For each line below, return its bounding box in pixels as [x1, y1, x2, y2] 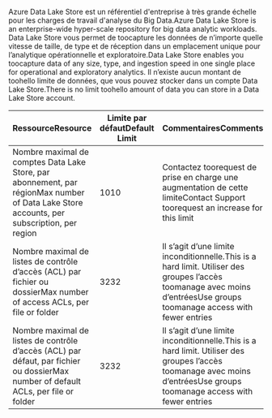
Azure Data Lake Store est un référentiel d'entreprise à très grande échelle [8, 7, 257, 16]
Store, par [12, 166, 50, 178]
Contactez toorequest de [161, 162, 257, 173]
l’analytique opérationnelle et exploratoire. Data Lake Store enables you [8, 50, 244, 59]
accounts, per [12, 207, 66, 218]
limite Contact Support [161, 192, 246, 203]
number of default [12, 376, 81, 386]
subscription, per [12, 218, 78, 228]
